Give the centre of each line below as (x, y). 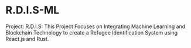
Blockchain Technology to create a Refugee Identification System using (92, 32)
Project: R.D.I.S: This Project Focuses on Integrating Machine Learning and (95, 26)
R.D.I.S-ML (33, 10)
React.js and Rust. (27, 39)
